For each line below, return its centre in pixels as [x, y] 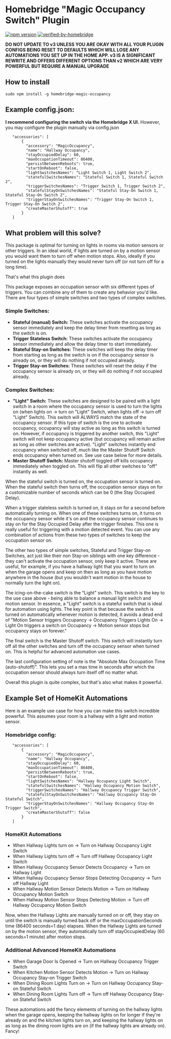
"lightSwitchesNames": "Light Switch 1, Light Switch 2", [89, 172]
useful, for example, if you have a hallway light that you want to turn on [80, 566]
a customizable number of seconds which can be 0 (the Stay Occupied [80, 492]
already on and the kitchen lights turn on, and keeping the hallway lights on [84, 1020]
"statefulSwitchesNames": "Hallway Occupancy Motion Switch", [93, 786]
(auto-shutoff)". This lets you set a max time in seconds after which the [80, 667]
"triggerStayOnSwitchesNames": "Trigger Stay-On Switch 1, [90, 200]
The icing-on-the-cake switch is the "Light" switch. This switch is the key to [85, 592]
